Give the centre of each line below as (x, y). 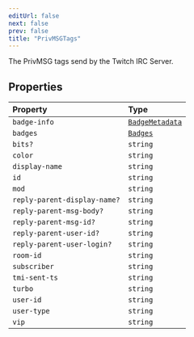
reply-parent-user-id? (56, 234)
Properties (36, 87)
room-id (27, 256)
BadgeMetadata (155, 122)
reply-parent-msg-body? (58, 211)
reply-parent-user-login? (62, 244)
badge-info (33, 122)
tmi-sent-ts (36, 278)
